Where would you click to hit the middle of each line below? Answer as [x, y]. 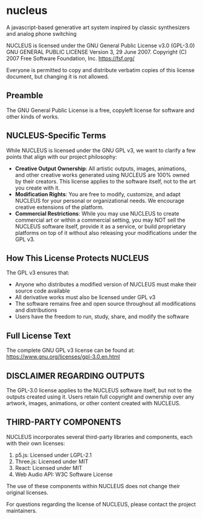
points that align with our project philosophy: [62, 157]
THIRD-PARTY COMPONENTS [64, 422]
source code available [43, 291]
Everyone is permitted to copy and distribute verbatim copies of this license [101, 70]
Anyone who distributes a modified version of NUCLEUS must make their [106, 285]
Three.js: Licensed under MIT [52, 461]
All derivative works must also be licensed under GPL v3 [85, 297]
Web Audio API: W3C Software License [64, 474]
